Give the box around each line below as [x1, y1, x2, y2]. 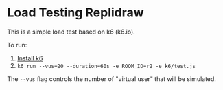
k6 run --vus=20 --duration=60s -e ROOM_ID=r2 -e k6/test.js [16, 63, 196, 69]
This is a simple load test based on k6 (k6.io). [7, 27, 135, 36]
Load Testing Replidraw [7, 5, 144, 21]
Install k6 [16, 54, 43, 63]
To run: [7, 41, 27, 49]
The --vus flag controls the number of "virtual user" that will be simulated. [7, 74, 216, 83]
